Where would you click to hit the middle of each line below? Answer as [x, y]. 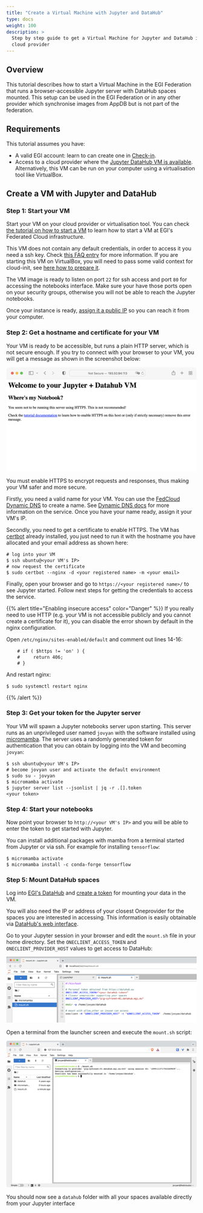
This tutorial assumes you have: [46, 144]
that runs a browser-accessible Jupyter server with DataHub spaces [91, 91]
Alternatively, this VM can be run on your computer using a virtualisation [105, 168]
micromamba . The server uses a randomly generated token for [84, 739]
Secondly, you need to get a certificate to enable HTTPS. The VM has [93, 529]
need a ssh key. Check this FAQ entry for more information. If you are [92, 255]
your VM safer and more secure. [47, 487]
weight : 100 [21, 25]
